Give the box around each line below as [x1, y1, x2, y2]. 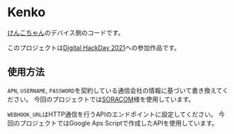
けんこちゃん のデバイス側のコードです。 [7, 28, 125, 37]
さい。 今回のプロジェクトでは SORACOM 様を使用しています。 [13, 95, 195, 103]
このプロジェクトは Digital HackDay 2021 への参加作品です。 [7, 43, 181, 51]
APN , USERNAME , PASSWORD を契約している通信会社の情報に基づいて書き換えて [7, 86, 223, 95]
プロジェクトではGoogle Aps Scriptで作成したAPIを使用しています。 [19, 118, 218, 127]
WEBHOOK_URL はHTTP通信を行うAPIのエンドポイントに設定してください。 [7, 110, 217, 118]
